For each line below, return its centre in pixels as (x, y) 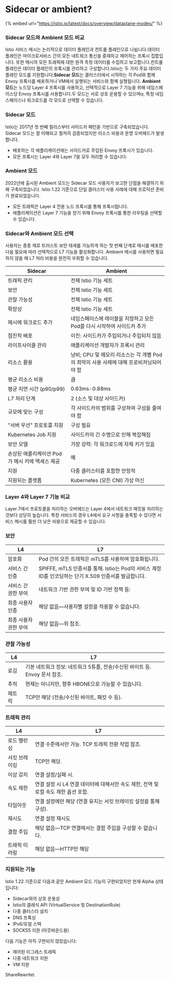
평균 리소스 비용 (26, 380)
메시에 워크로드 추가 (30, 322)
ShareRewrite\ (20, 974)
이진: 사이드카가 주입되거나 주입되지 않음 (116, 336)
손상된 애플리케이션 (30, 454)
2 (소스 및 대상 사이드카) (98, 398)
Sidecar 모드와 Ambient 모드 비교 (45, 38)
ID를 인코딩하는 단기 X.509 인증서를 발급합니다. (92, 576)
